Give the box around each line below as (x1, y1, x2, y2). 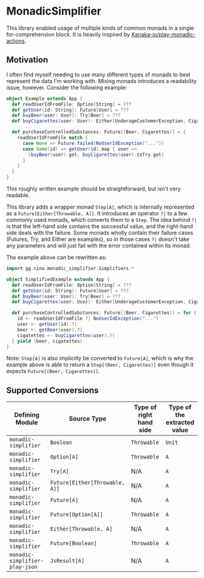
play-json (9, 563, 38, 571)
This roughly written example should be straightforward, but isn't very (6, 185, 181, 192)
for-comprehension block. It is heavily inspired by (6, 30, 131, 38)
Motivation (6, 55, 49, 65)
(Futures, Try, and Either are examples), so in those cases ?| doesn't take (6, 235, 190, 243)
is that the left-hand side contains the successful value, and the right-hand (6, 223, 193, 230)
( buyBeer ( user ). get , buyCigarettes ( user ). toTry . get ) (28, 152, 165, 158)
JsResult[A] (50, 557, 85, 565)
